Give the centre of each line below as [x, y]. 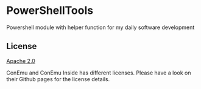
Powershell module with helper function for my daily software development [100, 27]
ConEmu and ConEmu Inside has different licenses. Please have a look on [99, 73]
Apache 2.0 [21, 61]
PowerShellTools [50, 11]
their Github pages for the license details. [58, 79]
